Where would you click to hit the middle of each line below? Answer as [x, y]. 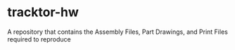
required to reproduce [39, 39]
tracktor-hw [43, 12]
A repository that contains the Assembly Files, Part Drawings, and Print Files [118, 32]
